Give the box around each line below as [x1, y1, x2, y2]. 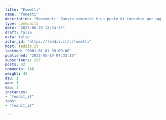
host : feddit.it [5, 44, 39, 49]
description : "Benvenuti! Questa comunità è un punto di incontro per [5, 16, 154, 21]
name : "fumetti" [5, 12, 39, 17]
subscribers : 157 [5, 58, 41, 62]
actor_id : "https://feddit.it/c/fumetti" [5, 39, 92, 44]
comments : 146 [5, 67, 35, 72]
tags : [5, 99, 16, 104]
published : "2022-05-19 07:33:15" [5, 53, 77, 58]
